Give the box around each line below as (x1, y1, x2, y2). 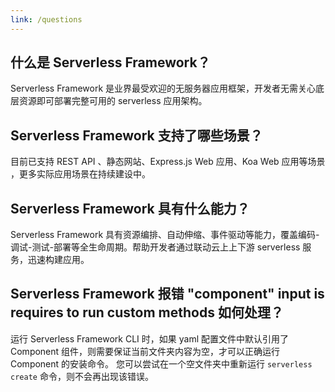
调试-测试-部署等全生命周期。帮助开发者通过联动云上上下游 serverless (10, 241, 301, 253)
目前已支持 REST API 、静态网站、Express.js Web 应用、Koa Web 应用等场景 (10, 156, 326, 168)
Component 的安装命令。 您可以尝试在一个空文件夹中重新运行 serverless (10, 357, 313, 370)
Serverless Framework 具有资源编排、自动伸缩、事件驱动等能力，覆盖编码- (10, 229, 320, 241)
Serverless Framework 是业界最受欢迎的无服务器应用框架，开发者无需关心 (10, 82, 317, 95)
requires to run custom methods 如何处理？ (10, 304, 284, 321)
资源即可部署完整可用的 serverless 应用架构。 (18, 95, 208, 107)
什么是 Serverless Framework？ (10, 54, 211, 71)
